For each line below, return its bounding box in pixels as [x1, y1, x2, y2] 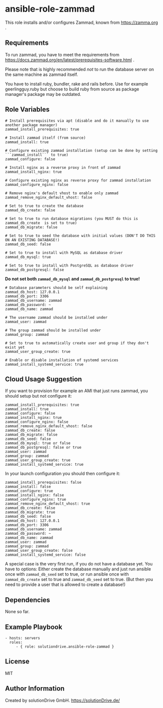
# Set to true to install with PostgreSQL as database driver [5, 263, 134, 268]
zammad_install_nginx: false [5, 493, 64, 498]
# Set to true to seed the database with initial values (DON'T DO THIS [5, 233, 156, 238]
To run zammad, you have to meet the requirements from [5, 52, 120, 57]
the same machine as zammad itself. [5, 72, 78, 77]
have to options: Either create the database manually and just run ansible [5, 566, 151, 572]
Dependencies [5, 596, 50, 604]
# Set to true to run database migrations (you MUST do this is [5, 216, 138, 221]
